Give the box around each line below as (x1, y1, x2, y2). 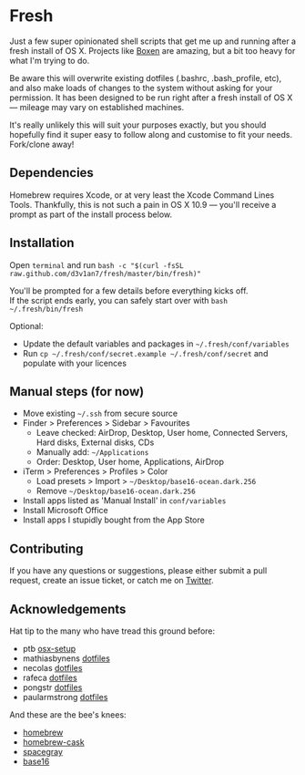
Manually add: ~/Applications (36, 447, 149, 458)
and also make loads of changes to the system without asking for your (9, 82, 273, 93)
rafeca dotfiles (22, 672, 77, 683)
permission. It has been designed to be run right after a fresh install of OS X (9, 92, 293, 103)
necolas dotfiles (22, 663, 83, 673)
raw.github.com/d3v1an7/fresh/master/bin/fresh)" (9, 269, 202, 278)
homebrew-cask (22, 737, 85, 748)
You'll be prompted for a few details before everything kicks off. (9, 284, 249, 296)
